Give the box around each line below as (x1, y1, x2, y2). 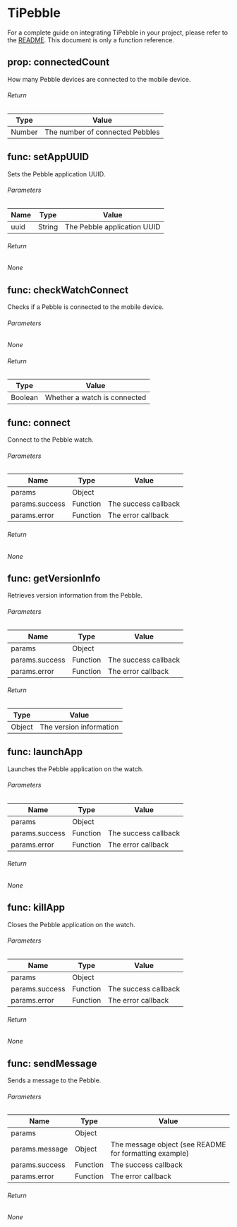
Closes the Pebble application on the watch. (7, 920, 135, 929)
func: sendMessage (7, 1057, 97, 1070)
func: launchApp (7, 746, 83, 758)
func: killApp (7, 902, 66, 914)
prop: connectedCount (7, 56, 110, 68)
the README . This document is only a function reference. (7, 35, 175, 44)
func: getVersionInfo (7, 573, 101, 584)
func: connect (7, 416, 71, 428)
